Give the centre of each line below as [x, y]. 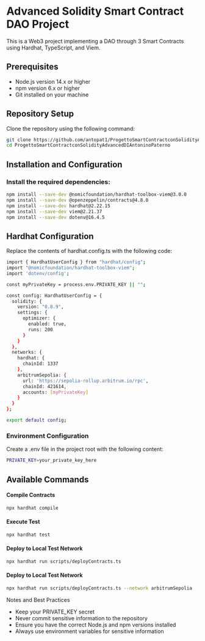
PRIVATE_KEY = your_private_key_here [52, 460]
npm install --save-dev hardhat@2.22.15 [59, 206]
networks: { [27, 353]
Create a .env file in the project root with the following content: [85, 449]
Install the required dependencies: [59, 181]
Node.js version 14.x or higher [53, 81]
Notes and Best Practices [38, 599]
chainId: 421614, [45, 386]
